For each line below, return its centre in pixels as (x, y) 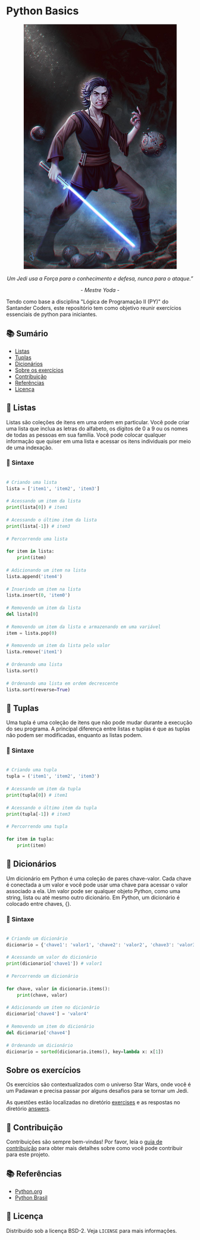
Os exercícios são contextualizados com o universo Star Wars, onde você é (99, 1084)
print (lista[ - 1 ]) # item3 (38, 526)
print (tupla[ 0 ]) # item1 (37, 795)
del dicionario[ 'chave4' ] (38, 1033)
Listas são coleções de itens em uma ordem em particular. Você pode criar (98, 422)
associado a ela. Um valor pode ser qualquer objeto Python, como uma (93, 891)
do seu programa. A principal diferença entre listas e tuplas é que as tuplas (98, 729)
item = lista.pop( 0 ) (32, 633)
